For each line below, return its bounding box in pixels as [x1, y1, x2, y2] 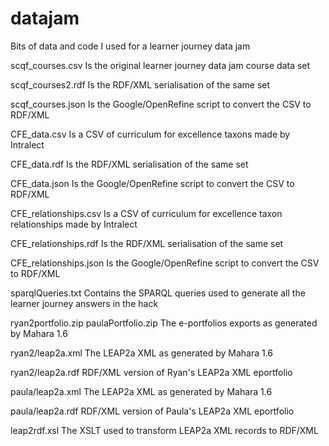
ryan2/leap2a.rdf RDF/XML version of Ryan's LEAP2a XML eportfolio [10, 366, 293, 378]
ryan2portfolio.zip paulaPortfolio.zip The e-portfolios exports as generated [10, 317, 318, 329]
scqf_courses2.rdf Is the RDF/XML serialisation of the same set [10, 78, 271, 91]
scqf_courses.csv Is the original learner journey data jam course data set [10, 59, 311, 71]
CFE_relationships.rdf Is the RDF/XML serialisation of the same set [10, 237, 284, 249]
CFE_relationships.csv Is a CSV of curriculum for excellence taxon [10, 207, 283, 219]
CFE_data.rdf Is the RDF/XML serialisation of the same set [10, 158, 249, 170]
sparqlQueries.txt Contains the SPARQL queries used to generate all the [10, 287, 306, 299]
